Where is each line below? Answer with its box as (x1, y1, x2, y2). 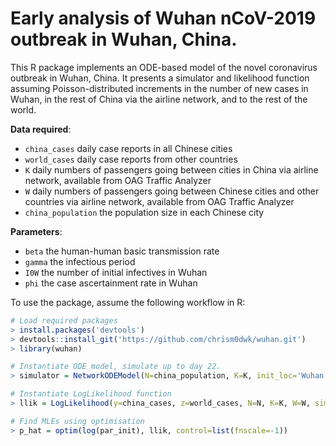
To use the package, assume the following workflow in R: (10, 296, 246, 308)
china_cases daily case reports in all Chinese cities (24, 142, 233, 154)
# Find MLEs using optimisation (10, 416, 145, 426)
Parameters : (10, 225, 63, 237)
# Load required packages (10, 315, 118, 326)
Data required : (10, 123, 72, 135)
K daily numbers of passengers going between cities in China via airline (24, 163, 319, 176)
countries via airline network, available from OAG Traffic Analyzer (24, 195, 295, 207)
